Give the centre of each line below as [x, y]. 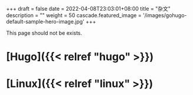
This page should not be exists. [44, 33]
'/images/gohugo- [165, 15]
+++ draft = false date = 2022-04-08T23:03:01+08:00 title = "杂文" [89, 9]
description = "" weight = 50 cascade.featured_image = [74, 15]
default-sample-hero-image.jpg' [45, 22]
